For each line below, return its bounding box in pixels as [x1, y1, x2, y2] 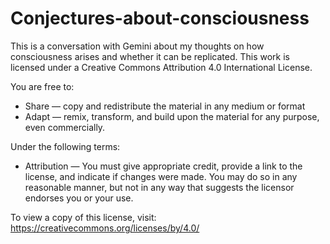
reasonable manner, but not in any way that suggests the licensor [24, 181, 295, 193]
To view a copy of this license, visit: [10, 211, 157, 223]
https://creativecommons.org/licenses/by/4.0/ [10, 222, 200, 234]
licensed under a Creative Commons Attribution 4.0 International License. [10, 61, 313, 73]
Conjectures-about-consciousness [10, 7, 310, 30]
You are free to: [10, 80, 75, 92]
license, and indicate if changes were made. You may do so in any [24, 170, 298, 182]
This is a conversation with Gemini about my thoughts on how [10, 40, 265, 52]
